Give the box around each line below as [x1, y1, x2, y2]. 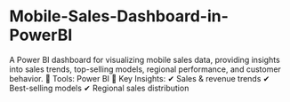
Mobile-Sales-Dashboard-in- [9, 6, 230, 27]
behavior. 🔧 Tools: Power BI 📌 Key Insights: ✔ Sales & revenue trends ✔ [9, 73, 270, 83]
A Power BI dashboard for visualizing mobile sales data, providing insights [9, 54, 280, 65]
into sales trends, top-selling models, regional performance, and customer [9, 64, 282, 75]
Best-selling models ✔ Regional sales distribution [9, 82, 189, 93]
